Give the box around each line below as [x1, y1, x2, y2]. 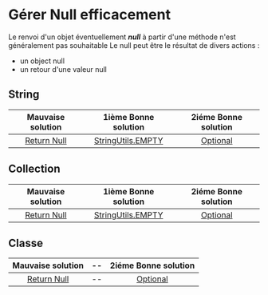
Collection [8, 162, 61, 176]
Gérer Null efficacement [8, 6, 171, 24]
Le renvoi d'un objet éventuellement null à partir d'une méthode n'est [8, 32, 237, 42]
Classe [8, 236, 44, 249]
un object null [19, 56, 65, 66]
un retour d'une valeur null [19, 64, 108, 74]
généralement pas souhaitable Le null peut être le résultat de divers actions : [8, 40, 260, 50]
